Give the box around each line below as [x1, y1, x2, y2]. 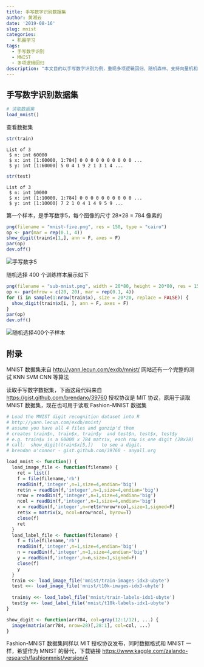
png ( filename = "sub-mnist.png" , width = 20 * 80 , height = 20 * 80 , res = [6, 284, 191, 290]
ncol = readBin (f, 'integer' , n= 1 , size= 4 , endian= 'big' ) [17, 498, 156, 505]
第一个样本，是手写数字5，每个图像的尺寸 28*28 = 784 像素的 [6, 211, 163, 219]
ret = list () [17, 470, 50, 476]
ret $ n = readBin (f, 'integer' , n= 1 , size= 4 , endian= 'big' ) [17, 487, 159, 493]
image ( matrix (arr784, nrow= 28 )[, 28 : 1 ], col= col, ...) [12, 622, 151, 629]
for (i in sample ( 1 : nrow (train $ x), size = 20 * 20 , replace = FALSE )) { [6, 295, 189, 301]
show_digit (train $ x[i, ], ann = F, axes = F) [12, 300, 129, 306]
